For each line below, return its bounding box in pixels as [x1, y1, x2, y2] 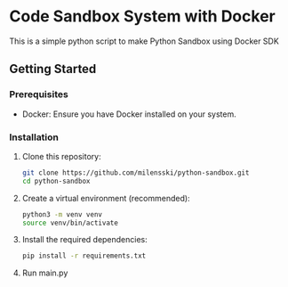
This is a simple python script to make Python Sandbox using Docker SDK [9, 36, 280, 46]
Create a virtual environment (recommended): [21, 193, 190, 203]
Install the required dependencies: [21, 234, 148, 245]
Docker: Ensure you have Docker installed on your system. [21, 109, 237, 119]
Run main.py [21, 267, 68, 278]
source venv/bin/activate [21, 218, 118, 227]
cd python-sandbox [21, 176, 91, 185]
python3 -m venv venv [21, 209, 103, 219]
